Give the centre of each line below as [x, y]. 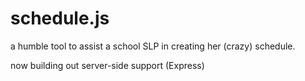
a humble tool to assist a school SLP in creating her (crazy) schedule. [153, 46]
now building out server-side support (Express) [107, 65]
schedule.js [60, 18]
